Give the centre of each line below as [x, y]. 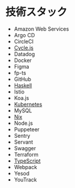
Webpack [25, 167]
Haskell [23, 85]
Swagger [25, 148]
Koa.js [21, 98]
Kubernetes [28, 104]
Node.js [23, 123]
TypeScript [27, 161]
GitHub [23, 79]
